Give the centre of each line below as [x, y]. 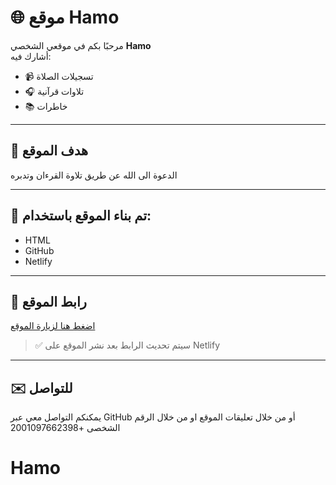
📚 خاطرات [46, 106]
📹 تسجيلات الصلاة [59, 76]
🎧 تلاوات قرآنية [54, 91]
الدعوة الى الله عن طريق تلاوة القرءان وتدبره [94, 175]
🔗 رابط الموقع [48, 301]
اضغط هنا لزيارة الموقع [53, 326]
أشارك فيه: [31, 56]
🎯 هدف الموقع [49, 151]
